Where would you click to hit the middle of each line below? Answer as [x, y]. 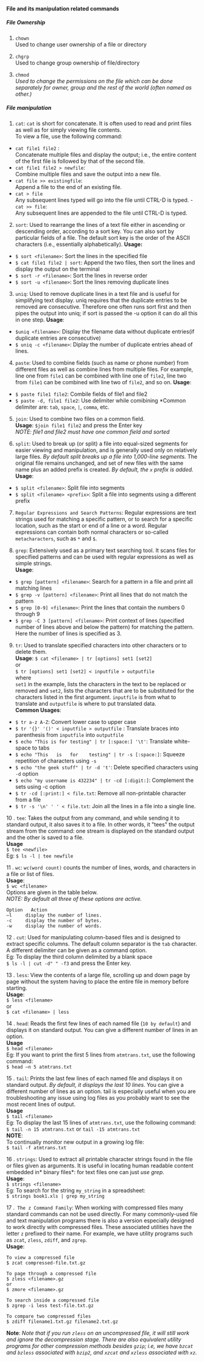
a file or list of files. [30, 874]
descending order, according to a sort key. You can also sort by [95, 231]
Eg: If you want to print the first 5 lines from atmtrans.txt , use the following [101, 1055]
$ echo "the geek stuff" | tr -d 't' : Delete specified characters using [107, 767]
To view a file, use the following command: [69, 136]
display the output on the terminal [57, 269]
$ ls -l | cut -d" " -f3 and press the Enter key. [69, 963]
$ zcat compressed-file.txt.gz [46, 1263]
